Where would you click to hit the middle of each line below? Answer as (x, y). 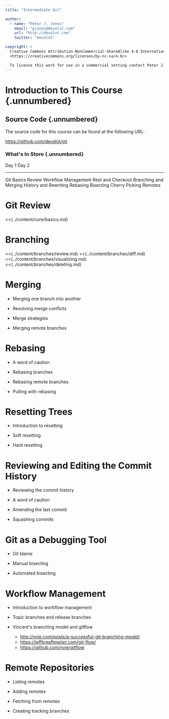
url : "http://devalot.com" (43, 33)
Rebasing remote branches (40, 382)
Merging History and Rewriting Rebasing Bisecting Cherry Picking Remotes (83, 185)
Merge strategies (30, 318)
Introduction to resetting (37, 425)
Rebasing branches (32, 372)
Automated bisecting (34, 573)
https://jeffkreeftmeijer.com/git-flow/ (58, 642)
